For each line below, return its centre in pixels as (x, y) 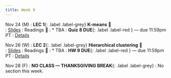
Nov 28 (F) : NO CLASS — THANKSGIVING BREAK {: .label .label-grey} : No (85, 65)
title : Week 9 (20, 10)
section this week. (24, 71)
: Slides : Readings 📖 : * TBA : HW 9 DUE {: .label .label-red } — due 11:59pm (85, 50)
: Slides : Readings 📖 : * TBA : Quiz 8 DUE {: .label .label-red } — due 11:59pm (86, 30)
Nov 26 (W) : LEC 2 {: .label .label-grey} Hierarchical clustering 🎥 (74, 45)
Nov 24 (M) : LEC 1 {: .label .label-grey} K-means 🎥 (58, 24)
